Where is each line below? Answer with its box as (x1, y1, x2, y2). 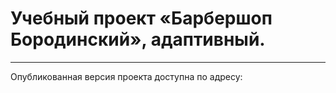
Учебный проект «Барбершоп (10, 7, 273, 30)
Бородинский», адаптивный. (10, 28, 266, 51)
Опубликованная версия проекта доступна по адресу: (10, 70, 243, 82)
